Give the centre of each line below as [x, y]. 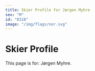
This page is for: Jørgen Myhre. [38, 63]
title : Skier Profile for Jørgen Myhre [48, 10]
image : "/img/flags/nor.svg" [36, 24]
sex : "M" [15, 15]
